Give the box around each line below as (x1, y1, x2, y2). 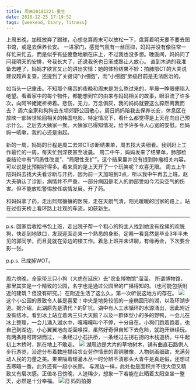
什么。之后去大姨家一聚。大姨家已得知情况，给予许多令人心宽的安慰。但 (10, 122, 185, 129)
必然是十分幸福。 (16, 378, 57, 385)
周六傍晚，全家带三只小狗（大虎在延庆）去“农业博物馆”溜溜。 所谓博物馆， (6, 275, 186, 282)
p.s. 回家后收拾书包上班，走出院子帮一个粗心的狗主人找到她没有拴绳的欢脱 (6, 223, 185, 230)
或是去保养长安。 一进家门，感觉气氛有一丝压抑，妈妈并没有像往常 (21, 43, 181, 50)
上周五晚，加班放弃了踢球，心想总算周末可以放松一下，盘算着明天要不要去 (6, 36, 185, 43)
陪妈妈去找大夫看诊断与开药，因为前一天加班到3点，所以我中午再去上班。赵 (6, 171, 188, 178)
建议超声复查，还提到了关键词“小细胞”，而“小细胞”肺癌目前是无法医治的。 (6, 73, 184, 80)
